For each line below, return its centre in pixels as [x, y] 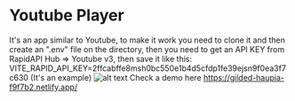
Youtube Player [67, 16]
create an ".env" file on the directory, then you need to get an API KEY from [147, 49]
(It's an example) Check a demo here [116, 77]
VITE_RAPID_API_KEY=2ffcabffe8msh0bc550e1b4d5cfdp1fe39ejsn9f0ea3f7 [148, 68]
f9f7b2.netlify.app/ [44, 87]
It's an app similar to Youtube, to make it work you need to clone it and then [147, 40]
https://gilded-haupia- [244, 77]
